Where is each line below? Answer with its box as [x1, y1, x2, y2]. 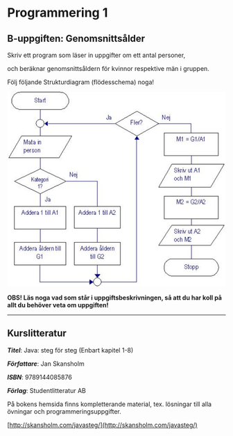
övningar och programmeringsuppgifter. [7, 407, 121, 415]
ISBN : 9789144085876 [7, 373, 73, 381]
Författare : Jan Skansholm [7, 360, 85, 368]
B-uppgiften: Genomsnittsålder [7, 33, 146, 45]
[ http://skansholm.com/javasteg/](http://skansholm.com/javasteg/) [7, 421, 198, 429]
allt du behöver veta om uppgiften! [7, 301, 109, 309]
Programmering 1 [7, 5, 108, 21]
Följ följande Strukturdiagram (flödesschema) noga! [7, 78, 155, 86]
